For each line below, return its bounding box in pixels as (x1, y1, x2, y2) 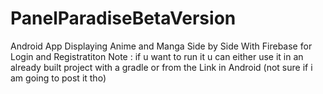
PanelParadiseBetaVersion (10, 7, 237, 30)
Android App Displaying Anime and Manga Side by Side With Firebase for (10, 40, 313, 52)
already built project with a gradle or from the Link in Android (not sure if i (10, 61, 313, 73)
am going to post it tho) (10, 72, 107, 84)
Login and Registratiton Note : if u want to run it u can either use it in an (10, 50, 304, 62)
